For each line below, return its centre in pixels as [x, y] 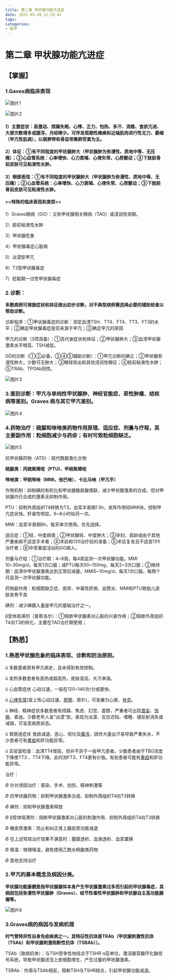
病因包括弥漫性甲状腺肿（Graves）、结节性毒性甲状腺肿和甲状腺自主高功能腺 [84, 893]
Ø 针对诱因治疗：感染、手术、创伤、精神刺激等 [54, 785]
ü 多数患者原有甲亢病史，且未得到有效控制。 [51, 668]
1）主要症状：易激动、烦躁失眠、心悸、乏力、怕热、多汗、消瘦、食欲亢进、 [83, 126]
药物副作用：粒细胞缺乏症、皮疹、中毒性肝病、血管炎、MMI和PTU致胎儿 [80, 588]
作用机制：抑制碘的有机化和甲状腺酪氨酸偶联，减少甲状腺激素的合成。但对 [82, 490]
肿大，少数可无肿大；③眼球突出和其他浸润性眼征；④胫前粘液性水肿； [88, 363]
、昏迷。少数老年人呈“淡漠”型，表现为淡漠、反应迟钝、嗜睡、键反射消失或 [87, 717]
